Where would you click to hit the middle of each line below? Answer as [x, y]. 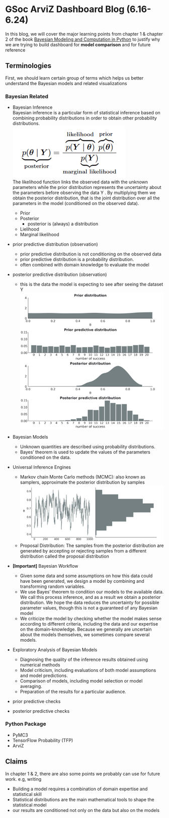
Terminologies [28, 66]
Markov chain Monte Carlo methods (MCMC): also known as [83, 477]
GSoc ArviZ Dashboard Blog [65, 9]
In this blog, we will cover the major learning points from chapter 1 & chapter [84, 34]
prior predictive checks [36, 701]
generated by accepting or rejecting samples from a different [83, 551]
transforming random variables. [53, 586]
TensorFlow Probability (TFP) [43, 740]
